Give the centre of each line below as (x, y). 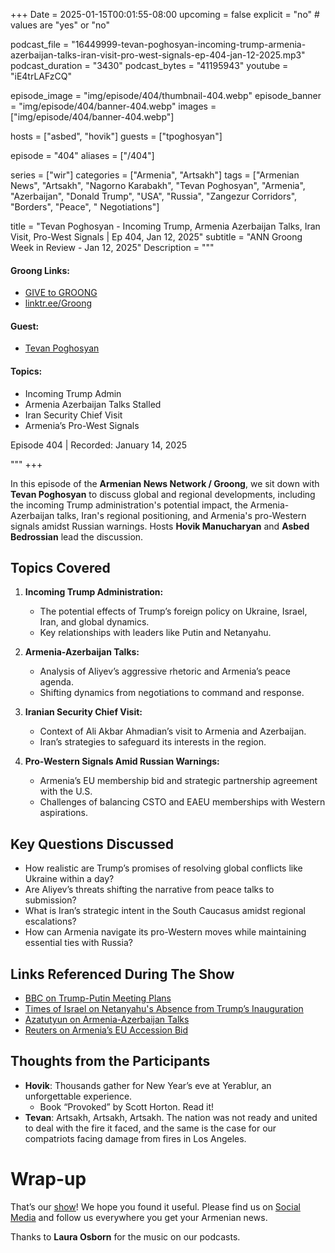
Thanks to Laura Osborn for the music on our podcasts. (125, 1236)
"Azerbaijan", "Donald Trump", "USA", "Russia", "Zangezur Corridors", (154, 196)
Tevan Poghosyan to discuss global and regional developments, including (163, 494)
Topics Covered (60, 568)
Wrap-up (48, 1179)
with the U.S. (66, 791)
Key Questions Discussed (92, 844)
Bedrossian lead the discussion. (77, 536)
